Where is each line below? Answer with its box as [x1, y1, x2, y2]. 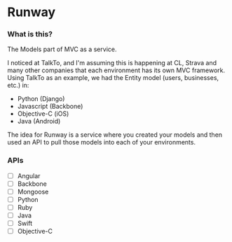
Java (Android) [17, 117, 61, 126]
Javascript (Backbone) [17, 102, 83, 111]
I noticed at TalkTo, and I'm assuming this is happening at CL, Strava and [7, 59, 217, 67]
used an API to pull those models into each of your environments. [7, 138, 196, 147]
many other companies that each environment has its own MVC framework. [7, 66, 226, 74]
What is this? [7, 29, 53, 39]
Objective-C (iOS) [17, 109, 69, 118]
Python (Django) [17, 95, 65, 103]
